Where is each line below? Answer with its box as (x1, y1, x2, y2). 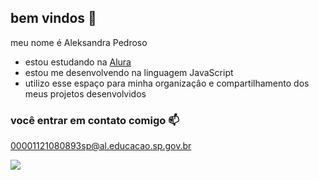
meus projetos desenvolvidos (24, 87, 147, 100)
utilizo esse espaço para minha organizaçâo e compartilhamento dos (24, 77, 310, 89)
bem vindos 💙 (10, 10, 97, 27)
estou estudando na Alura (24, 56, 132, 68)
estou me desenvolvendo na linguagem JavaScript (24, 66, 234, 78)
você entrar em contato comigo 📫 (10, 113, 180, 127)
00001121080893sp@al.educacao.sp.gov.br (10, 140, 192, 152)
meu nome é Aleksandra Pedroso (10, 36, 148, 48)
